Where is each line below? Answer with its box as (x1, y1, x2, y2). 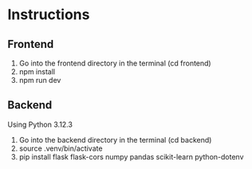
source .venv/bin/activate (18, 143, 103, 153)
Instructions (7, 6, 90, 24)
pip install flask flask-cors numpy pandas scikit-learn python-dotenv (18, 151, 244, 161)
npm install (18, 67, 56, 77)
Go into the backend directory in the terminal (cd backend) (18, 135, 212, 144)
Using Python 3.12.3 (7, 120, 73, 129)
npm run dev (18, 76, 61, 84)
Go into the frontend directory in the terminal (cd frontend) (18, 58, 212, 68)
